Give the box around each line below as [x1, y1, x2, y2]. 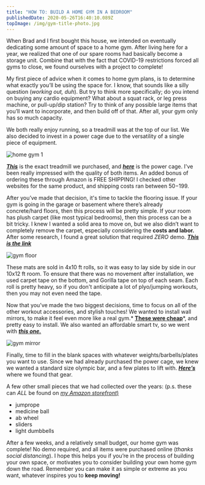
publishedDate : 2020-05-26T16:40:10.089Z [6, 15, 114, 21]
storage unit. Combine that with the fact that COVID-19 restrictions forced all [6, 56, 199, 64]
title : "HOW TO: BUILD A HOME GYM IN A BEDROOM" [6, 9, 133, 15]
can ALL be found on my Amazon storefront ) [6, 389, 119, 397]
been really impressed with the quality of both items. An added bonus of [6, 169, 188, 177]
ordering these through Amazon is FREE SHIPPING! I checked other [6, 176, 176, 183]
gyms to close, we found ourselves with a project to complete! [6, 63, 163, 71]
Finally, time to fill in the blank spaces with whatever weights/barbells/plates [6, 351, 198, 359]
